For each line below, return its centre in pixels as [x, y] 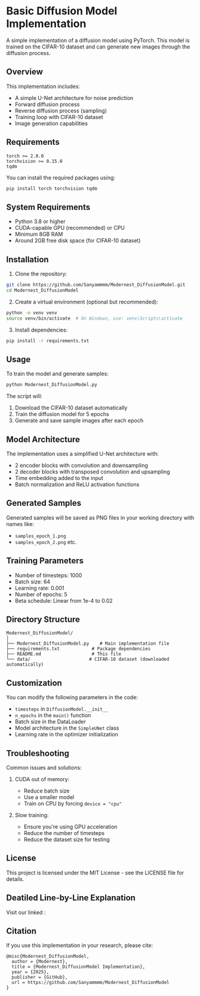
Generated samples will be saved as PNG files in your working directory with [100, 517]
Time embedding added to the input [59, 478]
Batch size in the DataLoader [50, 722]
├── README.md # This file [64, 654]
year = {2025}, [30, 972]
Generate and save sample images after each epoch [79, 421]
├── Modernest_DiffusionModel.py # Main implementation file [88, 644]
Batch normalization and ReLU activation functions [77, 484]
